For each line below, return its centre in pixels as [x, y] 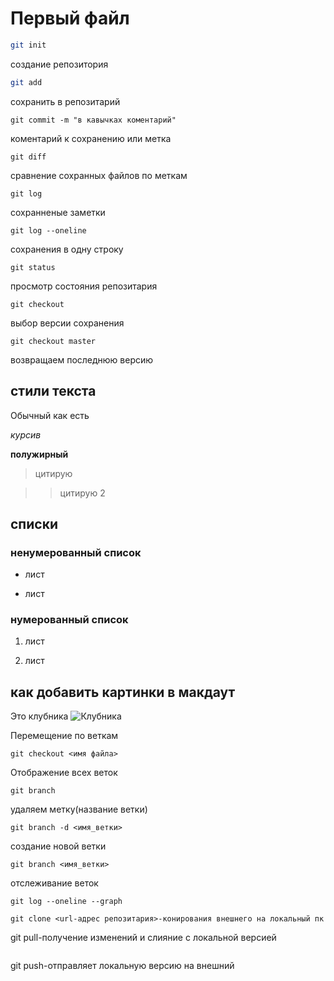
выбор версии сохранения [67, 323]
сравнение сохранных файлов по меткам [99, 175]
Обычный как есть [50, 415]
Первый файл [70, 18]
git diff [28, 157]
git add [26, 82]
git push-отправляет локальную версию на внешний [122, 966]
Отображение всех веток [64, 773]
